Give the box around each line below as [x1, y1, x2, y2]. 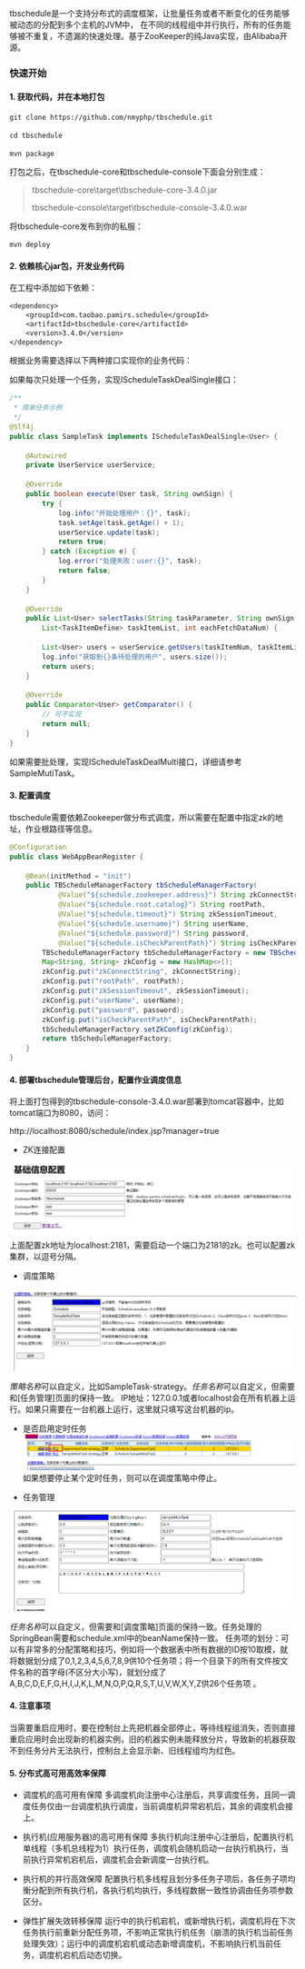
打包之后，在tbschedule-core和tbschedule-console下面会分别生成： [9, 166, 266, 177]
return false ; [57, 566, 112, 575]
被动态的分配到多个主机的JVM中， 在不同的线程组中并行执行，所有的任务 [9, 19, 284, 30]
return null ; [42, 720, 92, 729]
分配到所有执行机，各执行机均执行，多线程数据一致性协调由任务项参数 [30, 1884, 293, 1896]
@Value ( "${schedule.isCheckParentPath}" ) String [57, 939, 246, 948]
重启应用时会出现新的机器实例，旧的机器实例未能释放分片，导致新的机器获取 [9, 1734, 296, 1745]
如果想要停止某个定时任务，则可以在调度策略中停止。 [22, 1472, 222, 1483]
